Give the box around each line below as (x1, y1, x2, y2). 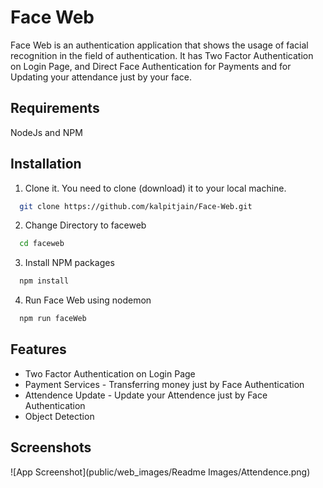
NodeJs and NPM (10, 126, 83, 138)
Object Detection (24, 410, 95, 422)
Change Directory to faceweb (24, 219, 147, 231)
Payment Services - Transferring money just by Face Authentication (24, 378, 305, 390)
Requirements (10, 100, 100, 117)
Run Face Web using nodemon (24, 294, 152, 306)
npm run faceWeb (19, 314, 87, 324)
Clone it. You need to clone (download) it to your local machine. (24, 182, 287, 194)
